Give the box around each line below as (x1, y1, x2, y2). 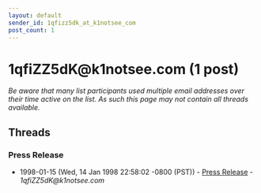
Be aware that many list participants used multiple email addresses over (8, 86, 245, 95)
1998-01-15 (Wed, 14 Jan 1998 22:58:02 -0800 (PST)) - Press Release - (19, 167, 253, 176)
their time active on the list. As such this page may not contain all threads (8, 95, 249, 104)
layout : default (8, 11, 62, 20)
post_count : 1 (8, 26, 55, 34)
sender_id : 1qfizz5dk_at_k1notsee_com (8, 19, 136, 27)
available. (8, 103, 41, 113)
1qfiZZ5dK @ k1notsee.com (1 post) (8, 60, 240, 78)
